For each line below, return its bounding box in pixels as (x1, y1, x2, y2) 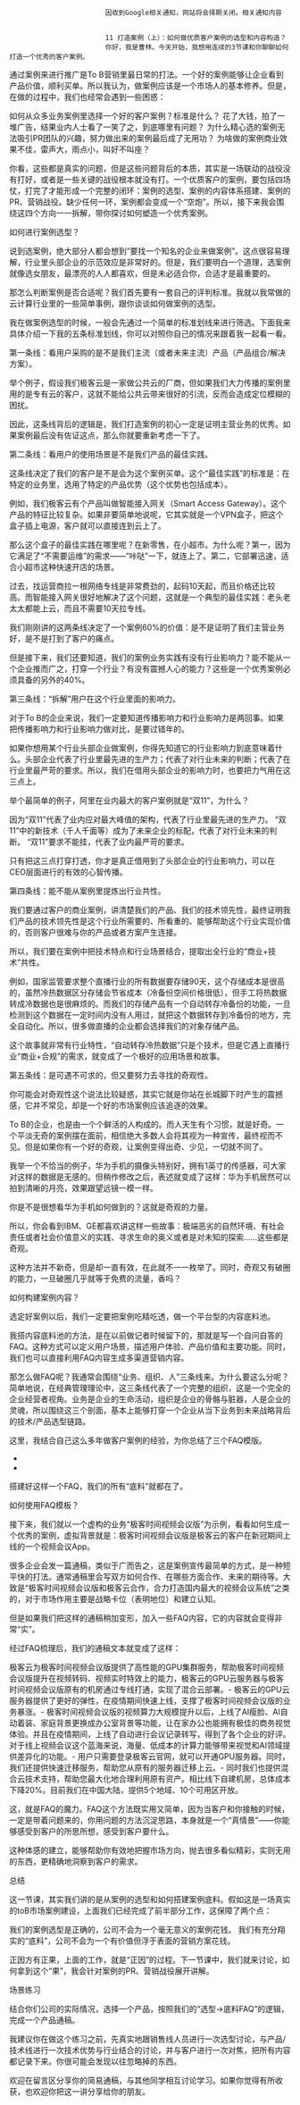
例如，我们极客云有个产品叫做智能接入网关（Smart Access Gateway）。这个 (9, 499, 287, 508)
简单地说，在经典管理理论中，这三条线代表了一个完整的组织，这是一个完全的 (9, 1383, 291, 1393)
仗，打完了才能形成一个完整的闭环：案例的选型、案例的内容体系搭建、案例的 (9, 186, 291, 196)
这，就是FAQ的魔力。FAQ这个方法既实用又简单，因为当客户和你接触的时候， (9, 1804, 290, 1814)
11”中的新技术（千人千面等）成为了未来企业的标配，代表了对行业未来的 (9, 826, 270, 835)
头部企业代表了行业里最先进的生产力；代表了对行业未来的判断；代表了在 (24, 754, 291, 764)
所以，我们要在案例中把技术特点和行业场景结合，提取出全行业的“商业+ (9, 946, 269, 956)
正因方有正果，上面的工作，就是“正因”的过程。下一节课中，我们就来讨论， (9, 1955, 283, 1965)
